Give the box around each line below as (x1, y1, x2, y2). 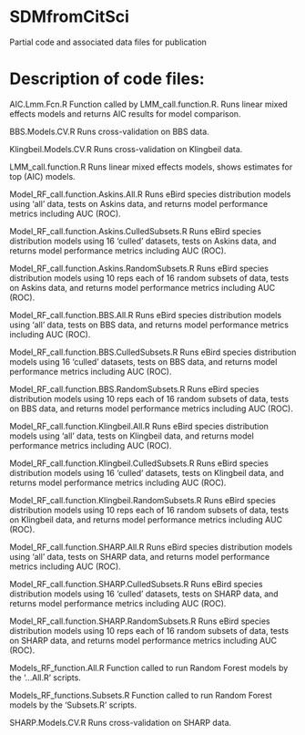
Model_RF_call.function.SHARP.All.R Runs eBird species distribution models (9, 541, 293, 553)
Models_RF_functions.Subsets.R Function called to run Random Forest (9, 689, 273, 700)
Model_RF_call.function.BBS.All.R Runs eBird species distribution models (9, 309, 282, 320)
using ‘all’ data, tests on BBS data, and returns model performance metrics (9, 319, 290, 330)
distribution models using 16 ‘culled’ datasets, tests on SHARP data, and (9, 588, 280, 599)
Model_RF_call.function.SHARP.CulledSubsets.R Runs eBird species (9, 578, 263, 589)
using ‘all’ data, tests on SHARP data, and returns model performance (9, 551, 270, 562)
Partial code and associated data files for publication (9, 36, 208, 47)
